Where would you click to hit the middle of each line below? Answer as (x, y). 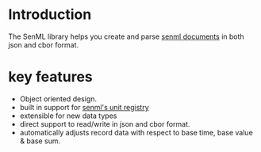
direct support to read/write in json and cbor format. (105, 123)
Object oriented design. (58, 99)
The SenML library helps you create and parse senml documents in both (126, 36)
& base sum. (40, 141)
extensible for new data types (68, 116)
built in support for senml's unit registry (84, 107)
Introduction (50, 15)
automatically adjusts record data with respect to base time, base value (136, 132)
